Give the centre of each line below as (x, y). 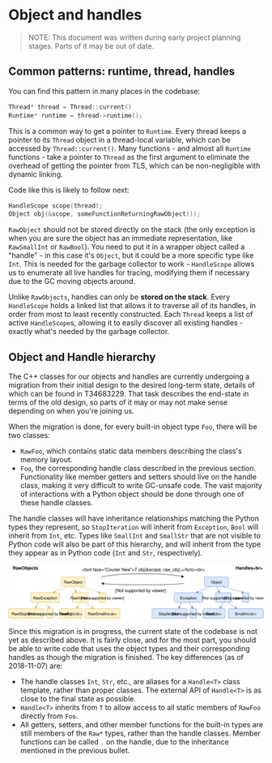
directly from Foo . (49, 716)
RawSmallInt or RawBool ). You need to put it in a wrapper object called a (127, 247)
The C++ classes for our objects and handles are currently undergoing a (129, 377)
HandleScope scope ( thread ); (56, 206)
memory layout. (46, 460)
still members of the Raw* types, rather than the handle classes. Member (140, 733)
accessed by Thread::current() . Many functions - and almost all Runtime (130, 148)
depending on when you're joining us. (72, 411)
